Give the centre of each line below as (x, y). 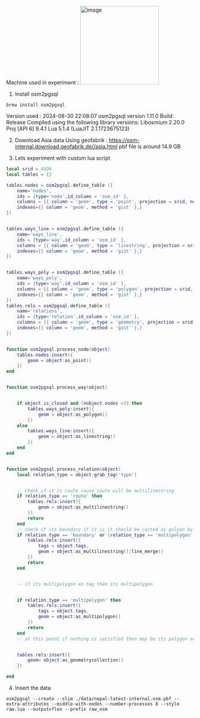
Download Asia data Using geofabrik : (61, 140)
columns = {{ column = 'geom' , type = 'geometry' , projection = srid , (106, 322)
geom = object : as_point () (60, 360)
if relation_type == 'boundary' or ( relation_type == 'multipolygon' (105, 535)
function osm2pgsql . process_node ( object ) (58, 349)
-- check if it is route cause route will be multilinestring (96, 491)
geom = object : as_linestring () (77, 437)
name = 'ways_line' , (40, 234)
